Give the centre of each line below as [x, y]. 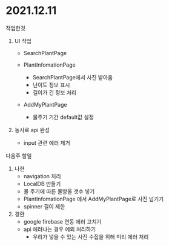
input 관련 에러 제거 [47, 142]
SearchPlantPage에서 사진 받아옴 [73, 77]
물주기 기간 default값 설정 [63, 117]
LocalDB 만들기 [42, 184]
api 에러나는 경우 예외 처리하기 [60, 229]
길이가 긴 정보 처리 [55, 92]
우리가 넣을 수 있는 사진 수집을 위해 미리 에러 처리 [91, 236]
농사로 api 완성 [32, 130]
